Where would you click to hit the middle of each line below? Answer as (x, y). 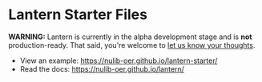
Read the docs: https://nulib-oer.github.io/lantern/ (102, 68)
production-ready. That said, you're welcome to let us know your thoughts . (132, 45)
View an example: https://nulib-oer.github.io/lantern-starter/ (119, 61)
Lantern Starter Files (78, 15)
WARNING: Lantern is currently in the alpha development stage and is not (130, 37)
